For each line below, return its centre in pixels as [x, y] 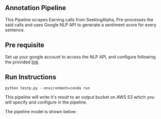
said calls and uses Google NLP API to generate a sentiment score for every [81, 25]
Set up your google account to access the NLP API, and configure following [80, 57]
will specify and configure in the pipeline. [46, 102]
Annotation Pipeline [36, 8]
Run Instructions [31, 77]
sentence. [15, 30]
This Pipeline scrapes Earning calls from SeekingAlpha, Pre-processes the [79, 19]
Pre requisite [25, 45]
